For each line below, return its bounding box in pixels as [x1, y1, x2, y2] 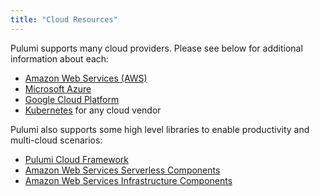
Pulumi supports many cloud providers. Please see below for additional [10, 42, 303, 54]
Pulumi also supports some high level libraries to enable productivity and [10, 123, 310, 135]
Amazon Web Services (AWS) [24, 72, 148, 84]
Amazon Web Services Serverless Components [24, 164, 221, 176]
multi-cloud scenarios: [10, 134, 103, 146]
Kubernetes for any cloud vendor [24, 104, 162, 116]
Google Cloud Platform [24, 93, 120, 105]
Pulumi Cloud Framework [24, 153, 130, 165]
